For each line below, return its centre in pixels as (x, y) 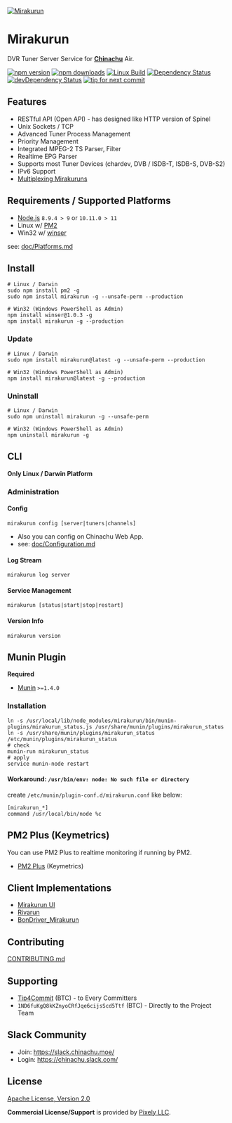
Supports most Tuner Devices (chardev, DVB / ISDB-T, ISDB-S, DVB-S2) (121, 163)
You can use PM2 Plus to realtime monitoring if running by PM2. (100, 852)
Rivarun (28, 912)
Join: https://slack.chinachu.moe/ (66, 1052)
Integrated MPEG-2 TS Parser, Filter (69, 148)
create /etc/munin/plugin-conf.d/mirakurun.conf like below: (95, 795)
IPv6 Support (36, 171)
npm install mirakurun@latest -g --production (76, 378)
